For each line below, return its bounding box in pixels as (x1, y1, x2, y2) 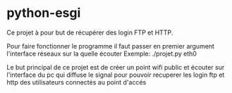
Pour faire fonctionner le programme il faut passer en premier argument (6, 42, 214, 50)
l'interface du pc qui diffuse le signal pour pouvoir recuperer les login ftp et (6, 70, 225, 79)
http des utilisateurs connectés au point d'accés (6, 77, 147, 86)
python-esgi (6, 5, 81, 21)
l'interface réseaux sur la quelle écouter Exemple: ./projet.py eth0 (6, 49, 197, 58)
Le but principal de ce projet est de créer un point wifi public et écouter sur (6, 63, 225, 71)
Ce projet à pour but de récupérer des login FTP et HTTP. (6, 28, 173, 37)
